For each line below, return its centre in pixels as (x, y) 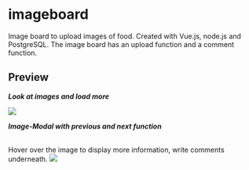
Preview (29, 77)
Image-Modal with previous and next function (85, 126)
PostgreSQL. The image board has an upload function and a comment (121, 44)
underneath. (28, 159)
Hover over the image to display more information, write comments (117, 150)
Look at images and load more (59, 96)
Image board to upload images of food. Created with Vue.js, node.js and (125, 36)
